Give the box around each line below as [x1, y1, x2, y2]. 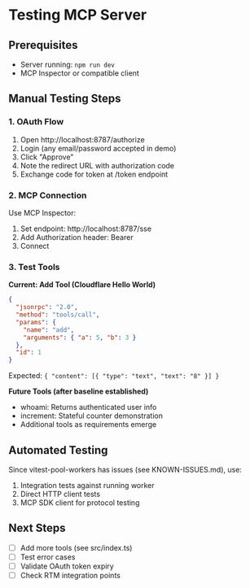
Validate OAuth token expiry [20, 561, 114, 571]
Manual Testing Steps [8, 92, 121, 106]
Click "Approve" [20, 152, 74, 162]
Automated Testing [8, 443, 108, 457]
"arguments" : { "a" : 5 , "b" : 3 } [23, 333, 137, 342]
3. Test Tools [8, 261, 60, 272]
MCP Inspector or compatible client [20, 68, 140, 78]
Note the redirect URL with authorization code [20, 160, 175, 170]
